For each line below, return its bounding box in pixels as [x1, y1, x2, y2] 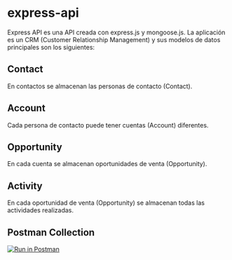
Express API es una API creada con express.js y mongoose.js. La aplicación [7, 28, 226, 36]
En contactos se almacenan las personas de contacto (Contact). [7, 82, 193, 90]
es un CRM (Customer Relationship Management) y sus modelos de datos [7, 35, 221, 43]
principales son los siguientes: [7, 43, 95, 51]
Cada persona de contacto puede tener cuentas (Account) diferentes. [7, 121, 209, 129]
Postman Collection [7, 226, 95, 238]
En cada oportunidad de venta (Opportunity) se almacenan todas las [7, 198, 205, 207]
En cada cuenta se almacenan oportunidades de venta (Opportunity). [7, 160, 207, 168]
